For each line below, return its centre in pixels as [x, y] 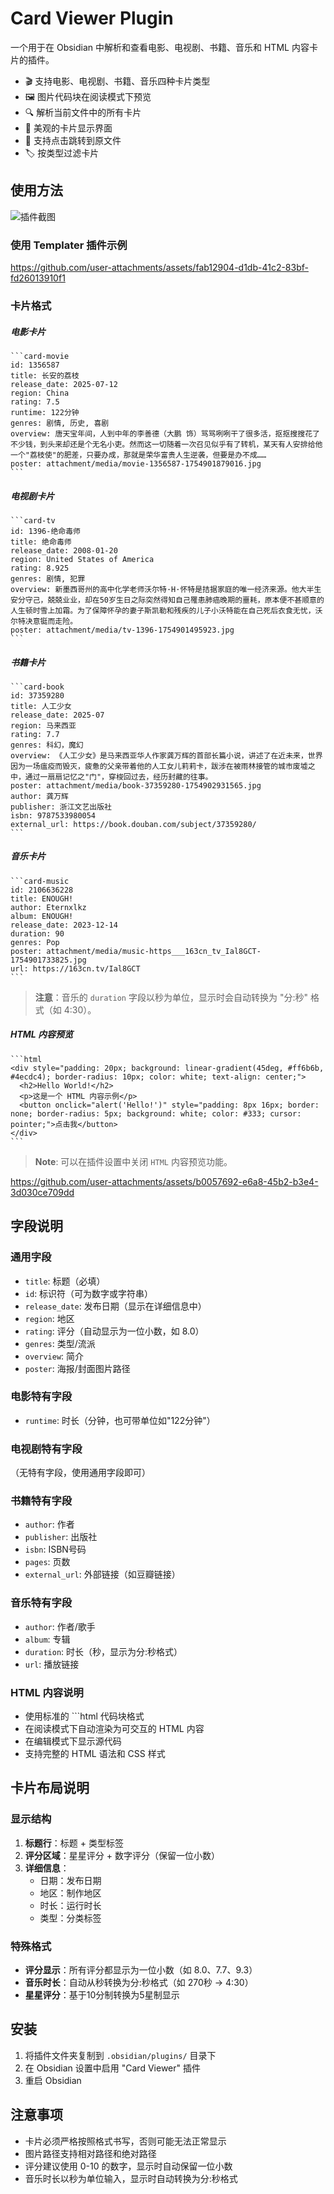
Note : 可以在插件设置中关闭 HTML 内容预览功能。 [133, 1161]
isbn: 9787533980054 [53, 815]
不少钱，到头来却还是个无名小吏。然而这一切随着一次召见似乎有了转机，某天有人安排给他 [166, 444]
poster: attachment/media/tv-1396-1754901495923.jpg [122, 630]
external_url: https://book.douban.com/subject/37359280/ [133, 824]
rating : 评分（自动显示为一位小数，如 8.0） [114, 1331]
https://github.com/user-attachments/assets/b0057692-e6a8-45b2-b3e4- [164, 1181]
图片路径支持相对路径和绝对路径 [90, 2153]
